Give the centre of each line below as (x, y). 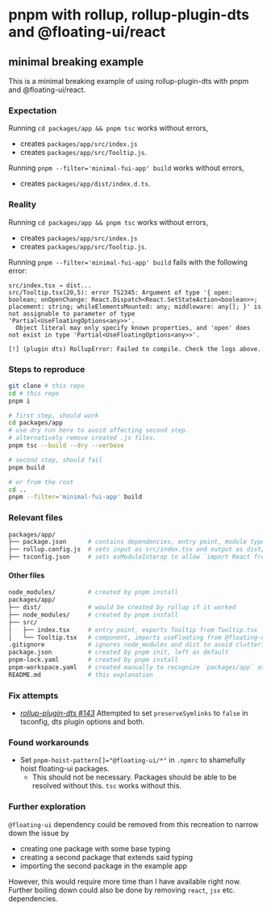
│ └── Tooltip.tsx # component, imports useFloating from (115, 637)
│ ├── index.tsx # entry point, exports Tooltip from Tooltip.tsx (133, 630)
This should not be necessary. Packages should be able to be (134, 777)
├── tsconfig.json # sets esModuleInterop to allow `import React (129, 557)
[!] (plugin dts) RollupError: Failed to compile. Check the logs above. (135, 349)
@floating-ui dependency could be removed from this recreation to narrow (133, 824)
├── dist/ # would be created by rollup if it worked (122, 608)
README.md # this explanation (81, 675)
